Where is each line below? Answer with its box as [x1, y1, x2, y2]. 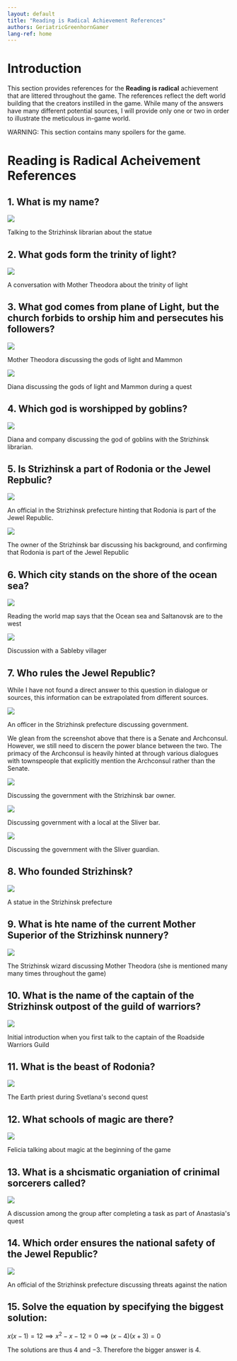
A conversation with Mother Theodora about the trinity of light [7, 281, 188, 289]
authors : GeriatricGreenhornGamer [7, 23, 110, 30]
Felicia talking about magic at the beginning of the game [7, 1146, 171, 1154]
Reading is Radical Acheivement [7, 153, 201, 169]
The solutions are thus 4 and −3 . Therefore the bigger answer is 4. [7, 1345, 202, 1354]
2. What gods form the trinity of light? [7, 249, 177, 261]
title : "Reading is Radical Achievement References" [7, 17, 166, 24]
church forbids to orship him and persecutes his [7, 312, 224, 324]
